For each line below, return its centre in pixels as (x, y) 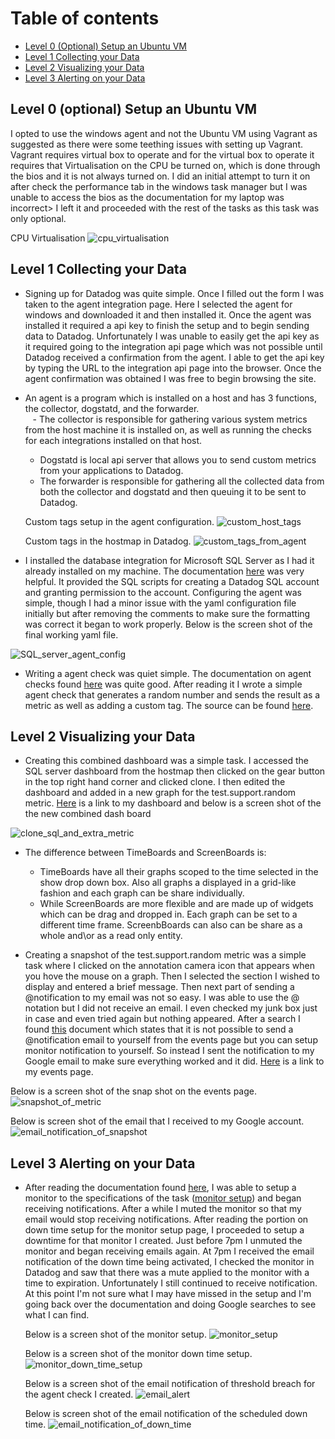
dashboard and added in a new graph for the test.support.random (160, 793)
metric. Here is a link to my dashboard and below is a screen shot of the (173, 803)
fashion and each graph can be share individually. (142, 893)
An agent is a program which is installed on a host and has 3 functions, (171, 398)
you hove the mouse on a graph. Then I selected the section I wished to (172, 976)
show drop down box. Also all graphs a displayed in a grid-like (168, 883)
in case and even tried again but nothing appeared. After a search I (162, 1019)
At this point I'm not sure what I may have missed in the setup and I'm (168, 1294)
